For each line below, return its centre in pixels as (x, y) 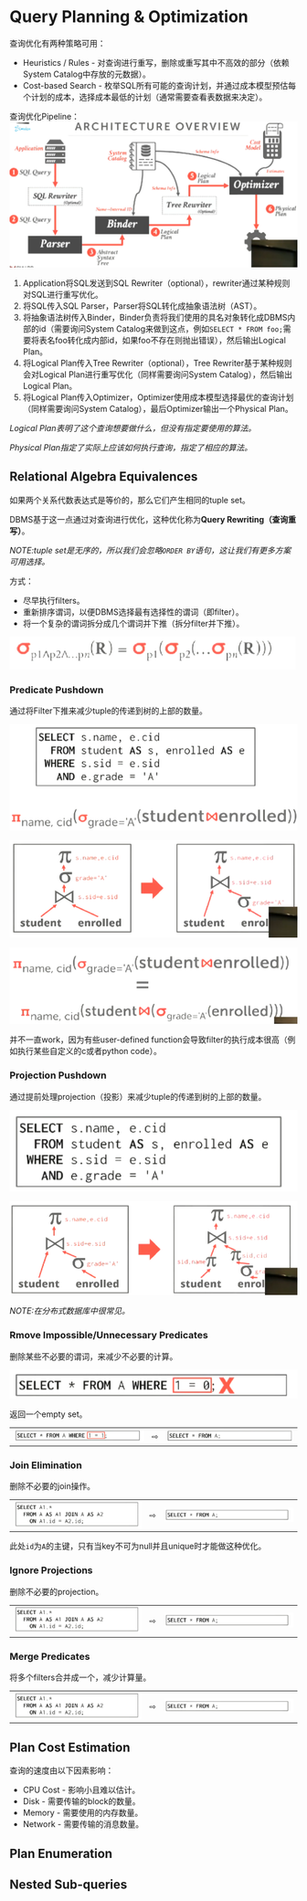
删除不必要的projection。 (57, 1591)
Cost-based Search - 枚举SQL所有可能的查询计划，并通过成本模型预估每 (159, 85)
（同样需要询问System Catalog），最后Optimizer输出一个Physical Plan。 (158, 408)
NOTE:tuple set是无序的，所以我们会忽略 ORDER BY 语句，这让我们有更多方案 (150, 550)
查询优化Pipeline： (45, 116)
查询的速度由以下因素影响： (62, 1770)
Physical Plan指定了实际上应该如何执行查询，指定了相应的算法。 (131, 447)
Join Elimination (46, 1465)
